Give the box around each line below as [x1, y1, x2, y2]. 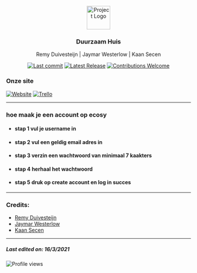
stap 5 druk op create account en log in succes [14, 179, 131, 186]
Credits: [6, 201, 30, 209]
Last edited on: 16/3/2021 [6, 245, 70, 252]
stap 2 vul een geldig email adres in [14, 138, 103, 145]
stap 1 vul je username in [14, 125, 76, 132]
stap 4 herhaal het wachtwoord [14, 165, 93, 172]
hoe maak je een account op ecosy [6, 111, 107, 119]
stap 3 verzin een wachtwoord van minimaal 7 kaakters [14, 152, 152, 159]
